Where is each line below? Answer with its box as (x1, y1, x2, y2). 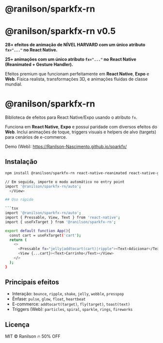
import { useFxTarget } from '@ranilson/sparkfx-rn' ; (5, 219, 116, 224)
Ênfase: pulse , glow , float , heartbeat (12, 296, 86, 302)
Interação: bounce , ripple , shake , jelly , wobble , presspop (12, 291, 124, 297)
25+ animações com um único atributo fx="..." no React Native (5, 56, 137, 62)
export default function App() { (5, 228, 70, 233)
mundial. (5, 81, 23, 87)
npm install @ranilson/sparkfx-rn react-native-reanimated (5, 170, 127, 176)
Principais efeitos (5, 278, 59, 287)
